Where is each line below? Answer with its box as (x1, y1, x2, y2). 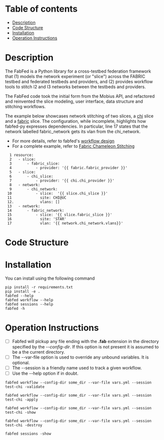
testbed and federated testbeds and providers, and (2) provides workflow (5, 78, 153, 84)
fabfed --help (5, 293, 34, 298)
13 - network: (7, 204, 41, 209)
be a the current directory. (12, 349, 65, 355)
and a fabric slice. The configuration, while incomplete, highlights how (5, 118, 146, 124)
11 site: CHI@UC (7, 195, 67, 200)
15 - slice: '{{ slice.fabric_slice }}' (7, 212, 112, 217)
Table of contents (5, 3, 78, 15)
